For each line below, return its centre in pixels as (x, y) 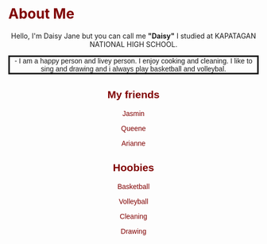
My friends (133, 95)
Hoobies (133, 168)
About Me (41, 14)
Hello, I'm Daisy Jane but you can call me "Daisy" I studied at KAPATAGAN (133, 36)
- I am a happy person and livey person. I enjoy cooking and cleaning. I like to (133, 61)
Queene (133, 128)
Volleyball (133, 201)
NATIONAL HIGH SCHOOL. (133, 44)
